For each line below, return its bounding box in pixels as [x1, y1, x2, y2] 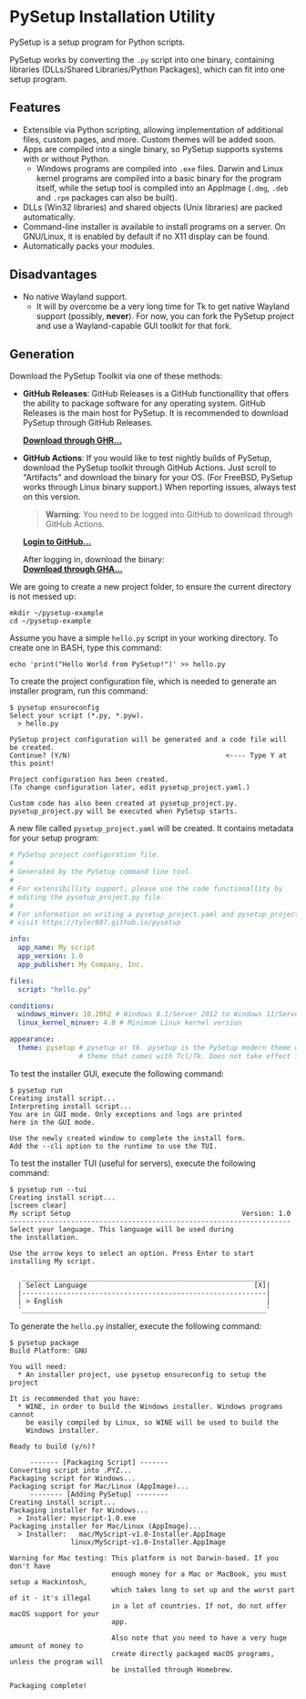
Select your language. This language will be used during [9, 1224, 234, 1234]
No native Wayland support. [22, 291, 127, 302]
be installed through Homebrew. [110, 1665, 234, 1674]
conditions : [9, 1001, 55, 1011]
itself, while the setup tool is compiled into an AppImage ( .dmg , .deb [36, 182, 289, 193]
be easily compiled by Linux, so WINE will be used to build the [25, 1417, 280, 1427]
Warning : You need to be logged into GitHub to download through [45, 509, 293, 520]
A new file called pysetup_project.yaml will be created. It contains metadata [9, 823, 294, 834]
